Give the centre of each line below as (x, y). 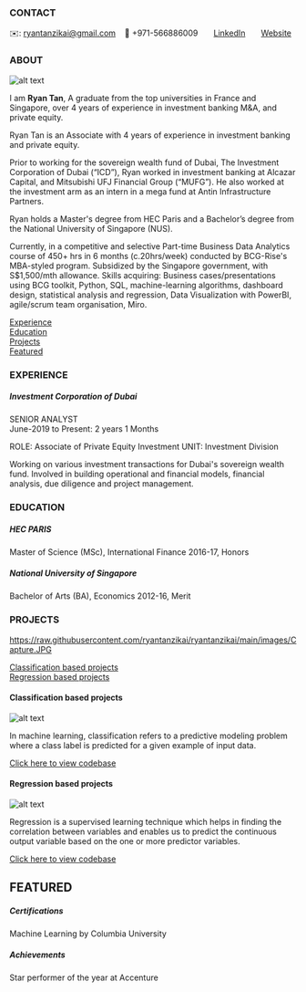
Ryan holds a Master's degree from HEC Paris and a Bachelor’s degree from (152, 219)
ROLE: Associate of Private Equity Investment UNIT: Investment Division (144, 447)
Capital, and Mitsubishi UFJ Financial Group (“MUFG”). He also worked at (147, 182)
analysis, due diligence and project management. (102, 484)
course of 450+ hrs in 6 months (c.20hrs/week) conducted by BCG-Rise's (148, 256)
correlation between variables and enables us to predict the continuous (143, 831)
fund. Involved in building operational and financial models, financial (137, 474)
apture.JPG (31, 649)
